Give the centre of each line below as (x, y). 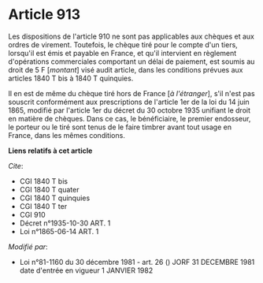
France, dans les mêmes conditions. (67, 135)
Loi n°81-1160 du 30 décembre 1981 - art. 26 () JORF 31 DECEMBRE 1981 (137, 262)
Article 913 (44, 15)
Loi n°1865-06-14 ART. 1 (59, 231)
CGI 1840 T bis (44, 181)
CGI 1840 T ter (43, 206)
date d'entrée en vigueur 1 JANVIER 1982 (86, 270)
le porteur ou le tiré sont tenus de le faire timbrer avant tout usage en (120, 127)
